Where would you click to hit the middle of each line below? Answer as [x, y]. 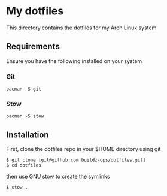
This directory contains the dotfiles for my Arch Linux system [81, 28]
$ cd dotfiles [24, 165]
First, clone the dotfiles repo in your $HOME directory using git [83, 149]
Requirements [33, 46]
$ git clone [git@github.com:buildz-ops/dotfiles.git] [76, 160]
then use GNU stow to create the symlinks [58, 177]
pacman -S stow [25, 116]
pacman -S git [24, 89]
